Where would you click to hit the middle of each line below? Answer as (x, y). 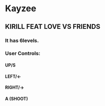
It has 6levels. (22, 41)
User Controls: (23, 53)
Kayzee (21, 9)
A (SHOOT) (17, 99)
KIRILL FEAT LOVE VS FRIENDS (53, 27)
